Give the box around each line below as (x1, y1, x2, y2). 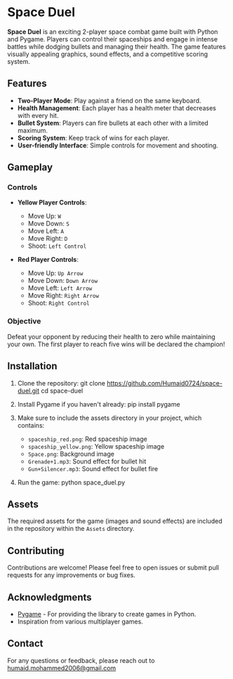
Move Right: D (27, 235, 68, 243)
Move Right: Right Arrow (27, 291, 100, 300)
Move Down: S (27, 219, 70, 228)
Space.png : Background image (27, 449, 114, 458)
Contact (7, 638, 44, 650)
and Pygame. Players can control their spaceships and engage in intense (7, 34, 218, 43)
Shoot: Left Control (27, 242, 87, 250)
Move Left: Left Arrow (27, 284, 93, 292)
